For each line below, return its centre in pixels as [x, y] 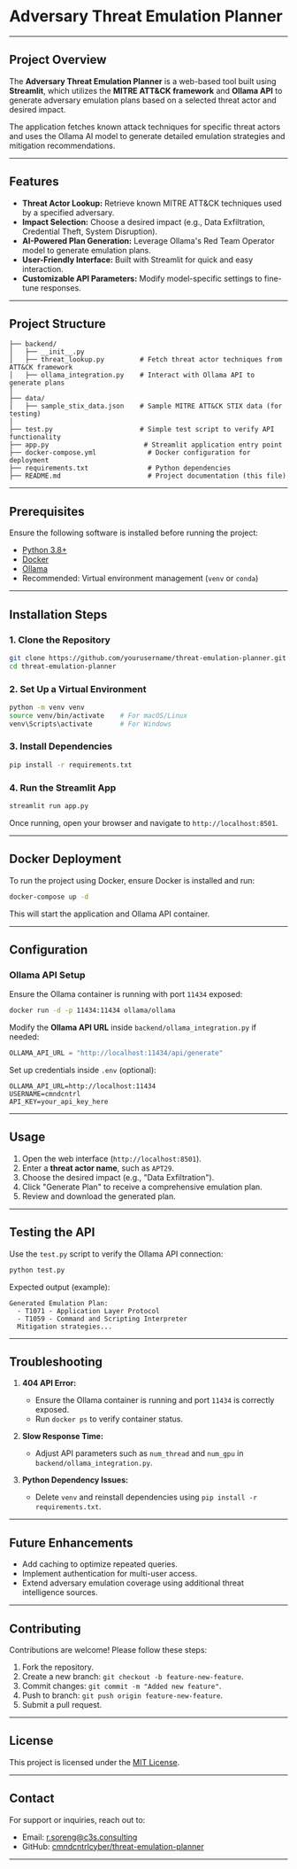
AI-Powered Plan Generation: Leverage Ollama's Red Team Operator [148, 240]
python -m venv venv [47, 707]
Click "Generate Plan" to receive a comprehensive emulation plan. [142, 1187]
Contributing [45, 1628]
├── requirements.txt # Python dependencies [120, 468]
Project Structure [57, 324]
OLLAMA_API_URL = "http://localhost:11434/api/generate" [116, 1053]
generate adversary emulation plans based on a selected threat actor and [143, 100]
